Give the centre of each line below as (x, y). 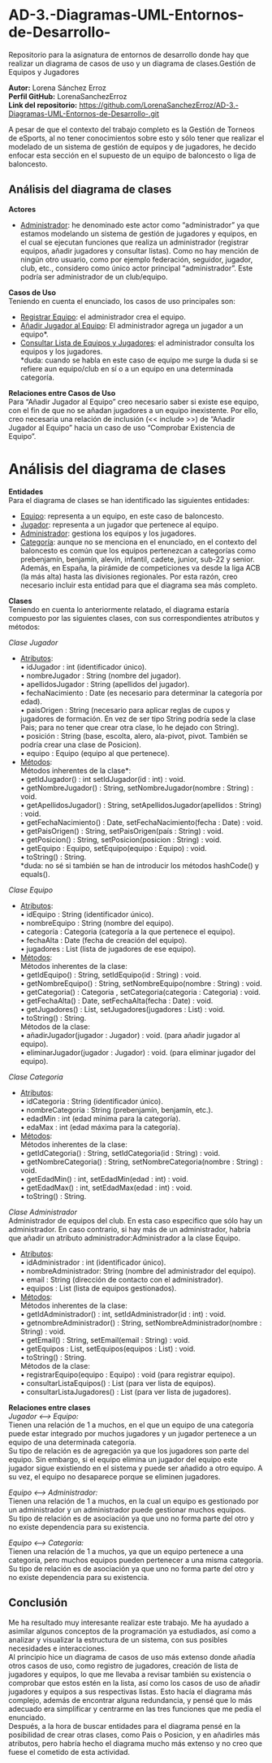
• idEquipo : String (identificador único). (87, 914)
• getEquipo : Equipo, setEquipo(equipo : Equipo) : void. (113, 848)
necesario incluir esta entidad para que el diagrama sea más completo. (139, 585)
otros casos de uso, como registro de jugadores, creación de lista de (123, 1665)
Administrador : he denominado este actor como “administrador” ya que (140, 224)
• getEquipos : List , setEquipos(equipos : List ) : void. (108, 1348)
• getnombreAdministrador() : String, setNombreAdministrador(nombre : (141, 1322)
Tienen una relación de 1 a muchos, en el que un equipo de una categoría (131, 1425)
